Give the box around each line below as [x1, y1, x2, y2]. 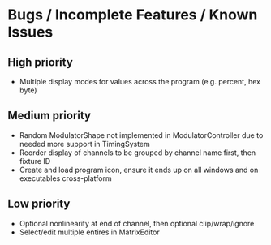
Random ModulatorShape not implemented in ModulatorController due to [19, 130, 264, 140]
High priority [7, 55, 74, 69]
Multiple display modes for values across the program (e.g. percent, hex [19, 77, 261, 86]
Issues [7, 23, 54, 41]
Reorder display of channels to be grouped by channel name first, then [19, 148, 256, 157]
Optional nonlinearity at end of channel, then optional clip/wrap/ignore [19, 218, 255, 228]
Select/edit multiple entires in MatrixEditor [19, 227, 160, 237]
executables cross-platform [19, 173, 113, 183]
